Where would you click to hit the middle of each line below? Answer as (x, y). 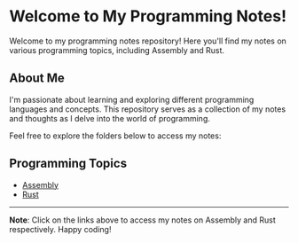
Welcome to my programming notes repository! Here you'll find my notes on (148, 41)
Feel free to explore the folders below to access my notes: (115, 136)
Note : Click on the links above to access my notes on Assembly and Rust (143, 220)
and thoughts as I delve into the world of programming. (110, 118)
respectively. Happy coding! (60, 229)
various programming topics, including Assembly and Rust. (117, 50)
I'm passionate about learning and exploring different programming (132, 99)
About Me (37, 78)
